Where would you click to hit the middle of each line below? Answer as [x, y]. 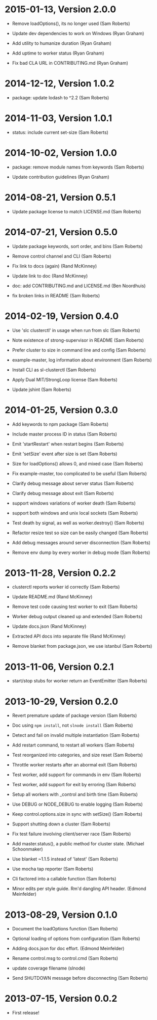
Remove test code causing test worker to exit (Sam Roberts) [75, 607]
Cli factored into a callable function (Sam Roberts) [64, 879]
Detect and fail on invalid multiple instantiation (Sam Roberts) [76, 735]
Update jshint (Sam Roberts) [42, 389]
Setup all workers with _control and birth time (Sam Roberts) [75, 794]
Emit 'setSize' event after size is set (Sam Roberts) [65, 454]
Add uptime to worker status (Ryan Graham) [58, 53]
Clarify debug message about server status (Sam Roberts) [73, 483]
